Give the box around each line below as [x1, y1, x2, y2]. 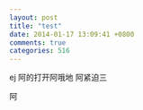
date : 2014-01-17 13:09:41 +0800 [9, 30, 135, 38]
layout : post [9, 13, 58, 22]
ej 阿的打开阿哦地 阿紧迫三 [9, 72, 108, 83]
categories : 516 [9, 47, 70, 55]
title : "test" [9, 21, 63, 30]
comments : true [9, 38, 67, 47]
